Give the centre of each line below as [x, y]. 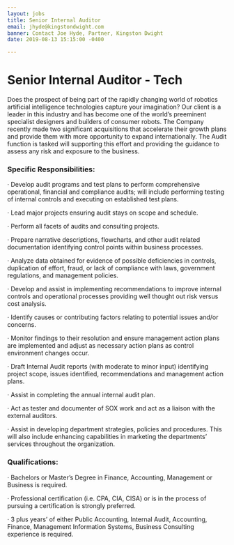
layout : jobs [26, 14]
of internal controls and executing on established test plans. [93, 199]
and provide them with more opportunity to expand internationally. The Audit [117, 137]
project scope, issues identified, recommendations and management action [116, 374]
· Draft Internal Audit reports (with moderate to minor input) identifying [108, 367]
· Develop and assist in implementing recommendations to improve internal [114, 289]
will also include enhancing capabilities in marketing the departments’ [107, 437]
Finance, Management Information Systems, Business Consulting [101, 526]
